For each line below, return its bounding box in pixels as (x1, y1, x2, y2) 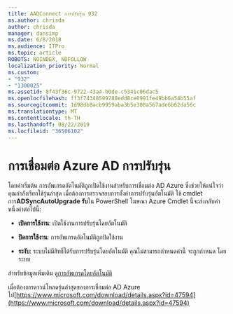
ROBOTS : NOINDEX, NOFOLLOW (8, 56, 87, 63)
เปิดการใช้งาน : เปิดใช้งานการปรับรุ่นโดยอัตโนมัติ (17, 219, 128, 228)
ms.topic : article (8, 50, 62, 57)
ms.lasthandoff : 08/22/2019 (8, 121, 90, 128)
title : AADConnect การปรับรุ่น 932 (8, 10, 98, 18)
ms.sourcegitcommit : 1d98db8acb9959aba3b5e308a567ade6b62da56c (8, 102, 197, 109)
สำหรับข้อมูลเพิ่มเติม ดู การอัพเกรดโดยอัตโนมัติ (8, 269, 113, 278)
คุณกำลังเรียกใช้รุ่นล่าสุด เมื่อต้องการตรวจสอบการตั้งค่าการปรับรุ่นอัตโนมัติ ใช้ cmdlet (8, 189, 203, 198)
